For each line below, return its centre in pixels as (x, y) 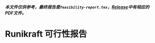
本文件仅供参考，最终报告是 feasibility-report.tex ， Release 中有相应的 (77, 7)
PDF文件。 (16, 13)
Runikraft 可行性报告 (46, 34)
